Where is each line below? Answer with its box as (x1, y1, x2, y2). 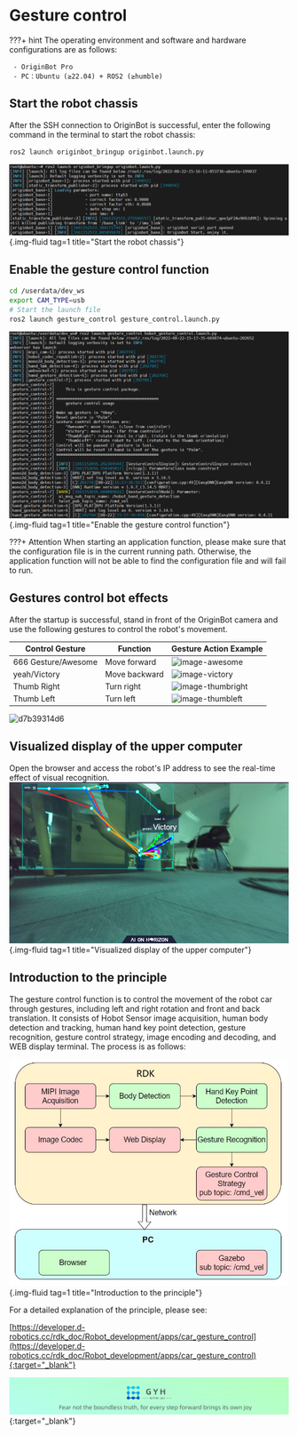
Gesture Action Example (171, 644, 263, 654)
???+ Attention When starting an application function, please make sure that (9, 537, 286, 548)
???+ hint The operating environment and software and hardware (9, 35, 247, 45)
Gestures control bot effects (9, 590, 169, 605)
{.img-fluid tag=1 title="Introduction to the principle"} (9, 1287, 202, 1298)
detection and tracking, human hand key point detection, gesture (9, 1022, 247, 1032)
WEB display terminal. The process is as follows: (9, 1041, 186, 1052)
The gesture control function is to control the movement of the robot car (9, 993, 273, 1005)
